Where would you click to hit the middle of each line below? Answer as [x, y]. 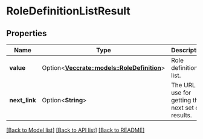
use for [181, 93]
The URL [184, 85]
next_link [23, 100]
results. [182, 115]
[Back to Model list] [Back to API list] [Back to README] [76, 130]
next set [183, 108]
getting [181, 100]
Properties [27, 33]
